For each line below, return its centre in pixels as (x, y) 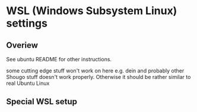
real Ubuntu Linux (28, 83)
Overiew (22, 45)
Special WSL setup (42, 102)
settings (27, 23)
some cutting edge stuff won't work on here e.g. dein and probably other (95, 71)
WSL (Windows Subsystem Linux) (92, 11)
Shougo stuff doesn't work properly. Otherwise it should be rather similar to (99, 77)
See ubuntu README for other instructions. (59, 59)
